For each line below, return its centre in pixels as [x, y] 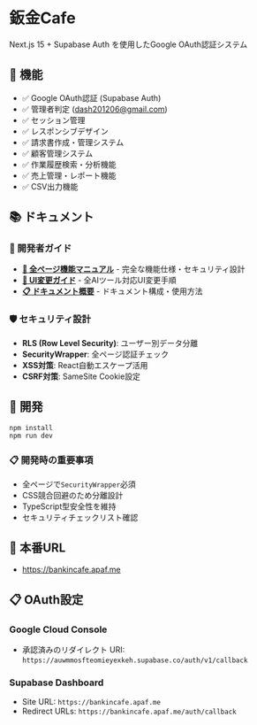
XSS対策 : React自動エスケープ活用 [85, 365]
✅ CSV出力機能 [50, 186]
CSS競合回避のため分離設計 [72, 495]
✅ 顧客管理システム [57, 153]
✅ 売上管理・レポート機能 [69, 175]
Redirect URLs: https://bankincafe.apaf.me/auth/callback [129, 711]
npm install [31, 428]
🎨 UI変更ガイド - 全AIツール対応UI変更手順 [99, 281]
